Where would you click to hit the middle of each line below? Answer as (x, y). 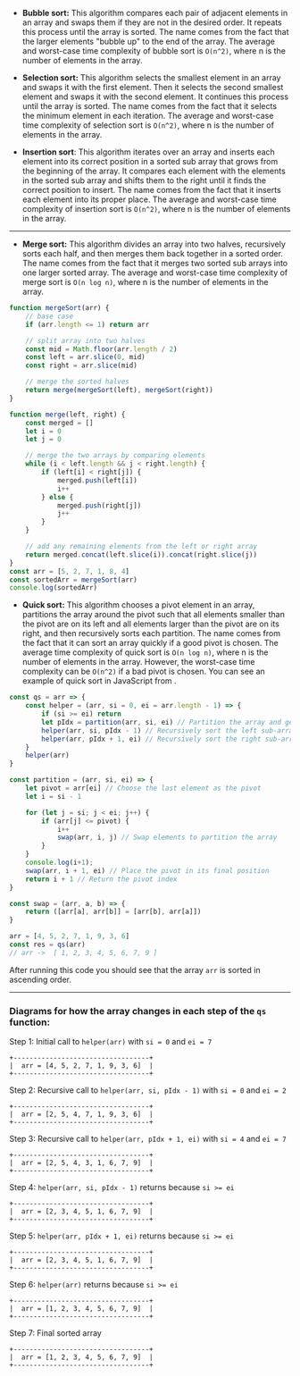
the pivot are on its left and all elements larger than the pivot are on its (150, 624)
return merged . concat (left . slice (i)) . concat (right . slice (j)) (141, 554)
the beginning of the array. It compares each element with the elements (154, 171)
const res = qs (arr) (48, 944)
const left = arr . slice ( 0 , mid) (85, 357)
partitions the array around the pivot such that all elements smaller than (154, 615)
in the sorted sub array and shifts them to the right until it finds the (144, 180)
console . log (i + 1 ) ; (59, 862)
